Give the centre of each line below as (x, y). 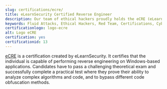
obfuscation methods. (28, 82)
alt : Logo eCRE (21, 33)
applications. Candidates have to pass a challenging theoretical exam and (81, 66)
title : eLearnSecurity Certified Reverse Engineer (59, 14)
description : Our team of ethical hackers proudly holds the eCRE (75, 19)
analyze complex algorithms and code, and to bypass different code (75, 77)
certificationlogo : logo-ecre (37, 28)
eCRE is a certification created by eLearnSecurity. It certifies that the (76, 56)
